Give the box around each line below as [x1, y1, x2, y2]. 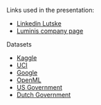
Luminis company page [16, 27, 84, 35]
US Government [16, 83, 63, 91]
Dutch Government [16, 90, 71, 99]
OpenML [16, 76, 42, 84]
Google [16, 69, 38, 76]
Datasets [6, 40, 32, 48]
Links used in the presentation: [6, 6, 95, 14]
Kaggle [16, 54, 37, 62]
